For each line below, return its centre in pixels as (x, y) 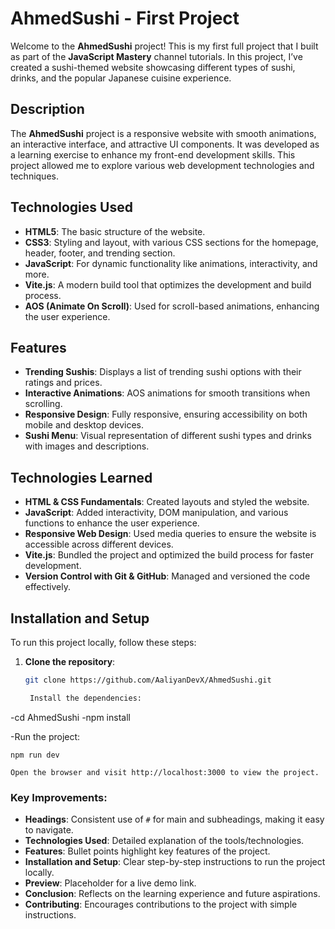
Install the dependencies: (85, 698)
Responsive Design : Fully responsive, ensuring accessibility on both (166, 414)
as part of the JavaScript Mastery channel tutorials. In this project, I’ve (156, 56)
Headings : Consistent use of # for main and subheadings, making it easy (174, 819)
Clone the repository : (70, 661)
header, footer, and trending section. (100, 253)
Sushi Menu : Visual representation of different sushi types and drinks (168, 436)
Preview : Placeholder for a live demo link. (110, 883)
